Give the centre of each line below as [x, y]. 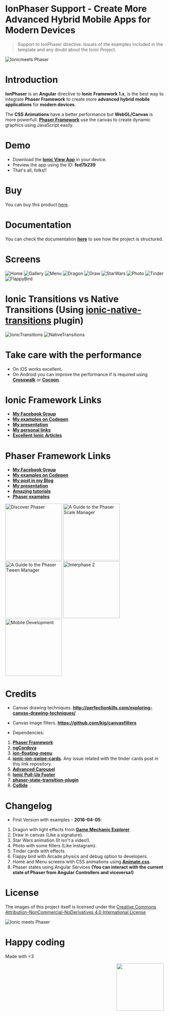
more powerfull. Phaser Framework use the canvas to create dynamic [78, 120]
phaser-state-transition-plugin [46, 780]
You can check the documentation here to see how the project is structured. [84, 239]
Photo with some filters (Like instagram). [54, 846]
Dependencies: [28, 733]
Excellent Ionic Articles [37, 435]
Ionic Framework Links [54, 400]
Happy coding [35, 943]
